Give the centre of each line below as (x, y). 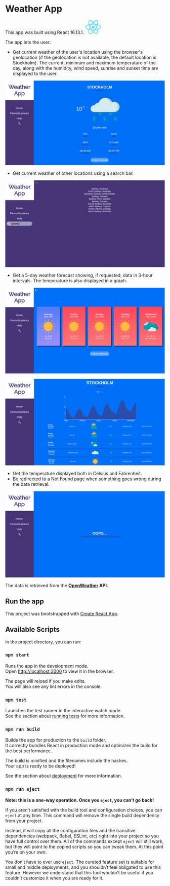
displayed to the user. (35, 73)
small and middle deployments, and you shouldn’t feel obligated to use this (83, 867)
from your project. (24, 821)
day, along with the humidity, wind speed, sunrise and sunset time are (85, 68)
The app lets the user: (28, 42)
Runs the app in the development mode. (47, 666)
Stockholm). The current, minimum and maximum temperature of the (84, 63)
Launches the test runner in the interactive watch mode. (64, 711)
